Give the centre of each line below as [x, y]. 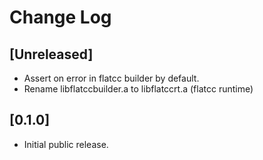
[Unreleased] [51, 54]
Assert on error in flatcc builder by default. [111, 78]
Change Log [60, 17]
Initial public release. [66, 144]
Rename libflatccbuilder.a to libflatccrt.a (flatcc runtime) [138, 89]
